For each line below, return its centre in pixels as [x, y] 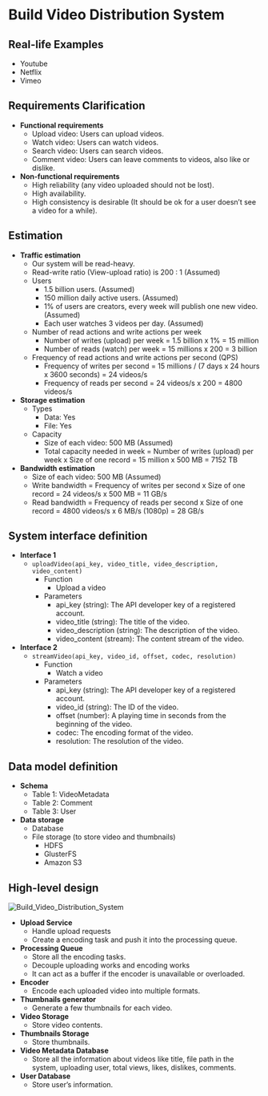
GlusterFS [60, 854]
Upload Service [46, 923]
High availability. [59, 193]
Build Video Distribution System [117, 15]
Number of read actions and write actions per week [117, 331]
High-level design [54, 888]
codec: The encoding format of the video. [124, 733]
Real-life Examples [56, 45]
